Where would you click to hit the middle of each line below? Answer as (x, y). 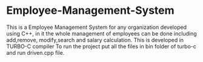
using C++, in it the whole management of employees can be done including (101, 33)
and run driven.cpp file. (35, 52)
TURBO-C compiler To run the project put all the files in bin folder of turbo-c (101, 46)
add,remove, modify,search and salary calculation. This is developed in (95, 40)
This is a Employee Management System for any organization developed (96, 27)
